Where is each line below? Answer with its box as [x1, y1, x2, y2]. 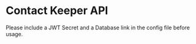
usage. [6, 30, 23, 37]
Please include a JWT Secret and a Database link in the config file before [6, 24, 190, 31]
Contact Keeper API [6, 4, 108, 18]
